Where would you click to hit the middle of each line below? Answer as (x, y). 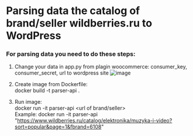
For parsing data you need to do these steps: (71, 54)
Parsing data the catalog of (73, 11)
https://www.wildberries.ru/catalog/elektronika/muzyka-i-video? (95, 121)
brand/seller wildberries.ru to (79, 23)
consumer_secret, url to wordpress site (62, 73)
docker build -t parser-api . (47, 91)
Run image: (28, 102)
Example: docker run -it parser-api (56, 114)
